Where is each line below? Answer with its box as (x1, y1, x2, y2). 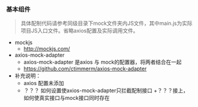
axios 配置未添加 (23, 80, 64, 87)
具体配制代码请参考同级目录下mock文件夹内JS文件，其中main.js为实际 (20, 20, 193, 27)
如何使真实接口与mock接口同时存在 (23, 95, 110, 102)
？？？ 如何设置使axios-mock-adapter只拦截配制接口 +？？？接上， (23, 87, 189, 94)
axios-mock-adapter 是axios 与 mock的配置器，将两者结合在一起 (23, 59, 182, 66)
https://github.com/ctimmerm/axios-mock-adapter (23, 65, 147, 72)
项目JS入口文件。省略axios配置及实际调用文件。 (20, 27, 139, 34)
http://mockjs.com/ (23, 46, 70, 53)
